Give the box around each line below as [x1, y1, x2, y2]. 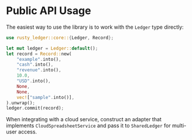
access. [18, 128, 37, 135]
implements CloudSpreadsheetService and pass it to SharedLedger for [6, 122, 171, 129]
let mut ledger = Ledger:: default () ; [6, 45, 98, 51]
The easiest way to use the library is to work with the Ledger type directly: [6, 23, 184, 30]
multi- [172, 122, 187, 129]
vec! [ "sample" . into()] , [16, 94, 75, 100]
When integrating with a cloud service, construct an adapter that [6, 116, 162, 123]
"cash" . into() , [16, 62, 54, 68]
